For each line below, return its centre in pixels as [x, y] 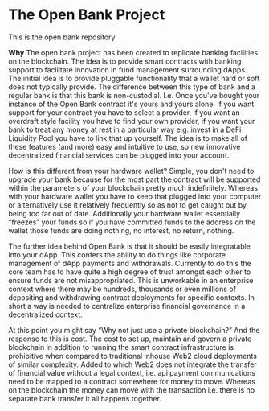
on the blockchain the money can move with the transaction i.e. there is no [132, 390]
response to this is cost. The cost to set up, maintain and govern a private [130, 339]
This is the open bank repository [62, 37]
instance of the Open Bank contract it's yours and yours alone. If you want [131, 104]
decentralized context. [45, 314]
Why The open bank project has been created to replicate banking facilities [133, 52]
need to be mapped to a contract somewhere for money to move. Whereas [132, 381]
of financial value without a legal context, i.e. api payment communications [132, 372]
